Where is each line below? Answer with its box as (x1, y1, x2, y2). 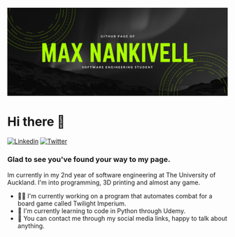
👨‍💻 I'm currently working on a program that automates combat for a (17, 191, 213, 200)
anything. (17, 222, 45, 230)
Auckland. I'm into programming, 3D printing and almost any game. (7, 178, 201, 187)
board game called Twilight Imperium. (17, 199, 127, 208)
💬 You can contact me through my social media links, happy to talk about (17, 214, 227, 222)
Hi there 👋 (7, 114, 65, 130)
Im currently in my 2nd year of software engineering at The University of (7, 170, 216, 179)
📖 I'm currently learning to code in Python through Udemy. (17, 206, 186, 215)
